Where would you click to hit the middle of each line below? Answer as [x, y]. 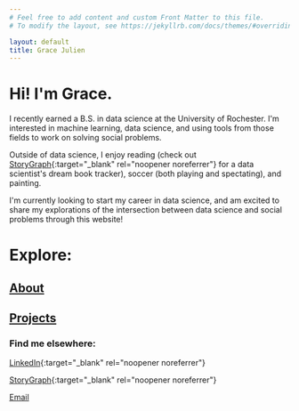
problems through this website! [66, 220]
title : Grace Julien [48, 50]
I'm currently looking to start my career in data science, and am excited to [145, 200]
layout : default [39, 42]
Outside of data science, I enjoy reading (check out [103, 155]
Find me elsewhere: [53, 343]
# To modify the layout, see [63, 26]
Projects [33, 318]
